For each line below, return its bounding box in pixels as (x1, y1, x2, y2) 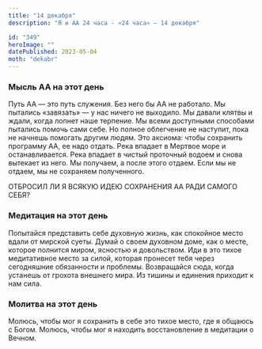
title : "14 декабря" (8, 11, 77, 20)
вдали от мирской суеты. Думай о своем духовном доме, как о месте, (8, 237, 249, 246)
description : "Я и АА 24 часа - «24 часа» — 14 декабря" (8, 19, 200, 27)
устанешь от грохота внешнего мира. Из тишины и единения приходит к (8, 270, 254, 279)
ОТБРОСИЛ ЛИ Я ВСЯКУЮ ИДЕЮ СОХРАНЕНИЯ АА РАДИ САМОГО (8, 182, 238, 192)
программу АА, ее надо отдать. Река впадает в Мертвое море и (8, 142, 226, 151)
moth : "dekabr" (8, 55, 59, 63)
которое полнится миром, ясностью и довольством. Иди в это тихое (8, 245, 242, 254)
